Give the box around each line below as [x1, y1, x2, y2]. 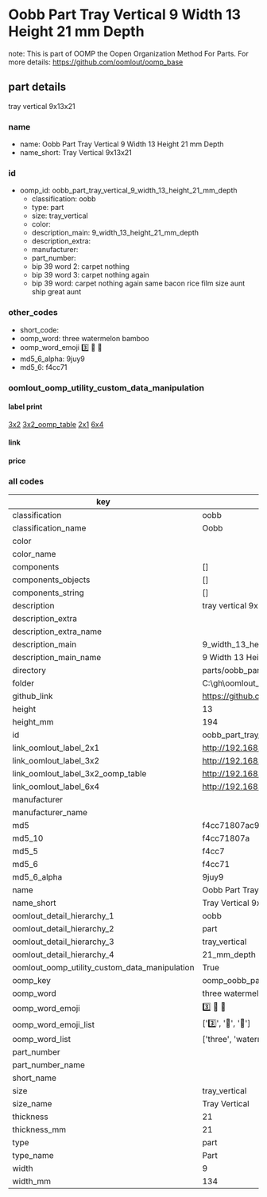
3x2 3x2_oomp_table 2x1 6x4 [8, 419, 104, 429]
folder [12, 678, 35, 689]
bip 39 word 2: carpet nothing [31, 262, 130, 271]
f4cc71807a [202, 833, 250, 844]
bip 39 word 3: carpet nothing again [31, 270, 149, 280]
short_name [12, 1072, 57, 1083]
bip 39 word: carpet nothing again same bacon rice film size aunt [31, 278, 246, 288]
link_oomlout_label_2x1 [12, 742, 100, 753]
